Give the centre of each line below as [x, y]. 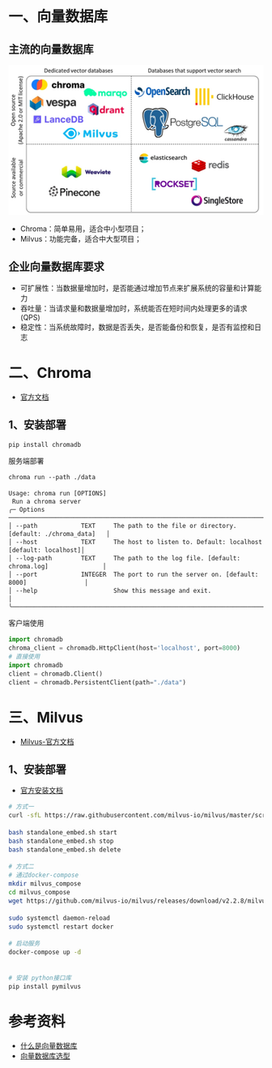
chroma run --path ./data [52, 478]
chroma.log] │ [57, 567]
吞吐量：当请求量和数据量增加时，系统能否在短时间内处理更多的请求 [134, 308]
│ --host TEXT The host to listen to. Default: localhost [136, 543]
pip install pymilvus [45, 986]
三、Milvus [46, 717]
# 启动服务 [24, 944]
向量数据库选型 [45, 1056]
